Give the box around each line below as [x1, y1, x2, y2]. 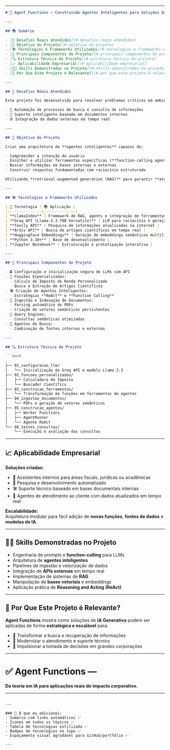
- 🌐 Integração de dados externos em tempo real [5, 117, 110, 122]
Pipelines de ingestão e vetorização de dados [12, 562, 108, 569]
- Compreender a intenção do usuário [5, 153, 85, 158]
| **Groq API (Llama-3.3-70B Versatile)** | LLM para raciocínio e [5, 218, 151, 223]
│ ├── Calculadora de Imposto [5, 377, 73, 382]
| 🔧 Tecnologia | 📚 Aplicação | [5, 204, 75, 209]
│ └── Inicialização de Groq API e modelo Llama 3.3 [5, 368, 123, 373]
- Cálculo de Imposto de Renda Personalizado [10, 279, 108, 284]
